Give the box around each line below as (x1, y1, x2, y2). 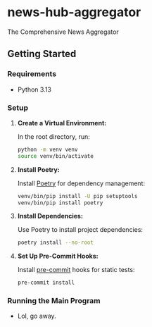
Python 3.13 (17, 85, 51, 94)
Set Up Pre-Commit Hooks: (17, 252, 99, 261)
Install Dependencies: (17, 212, 83, 221)
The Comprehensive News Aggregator (7, 27, 120, 36)
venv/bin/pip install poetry (17, 199, 103, 206)
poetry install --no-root (17, 239, 94, 247)
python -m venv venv (17, 146, 78, 153)
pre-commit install (17, 279, 75, 286)
